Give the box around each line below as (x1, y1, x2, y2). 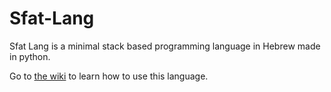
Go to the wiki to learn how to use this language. (9, 70, 209, 82)
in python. (9, 50, 51, 62)
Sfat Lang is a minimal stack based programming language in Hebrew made (9, 40, 321, 52)
